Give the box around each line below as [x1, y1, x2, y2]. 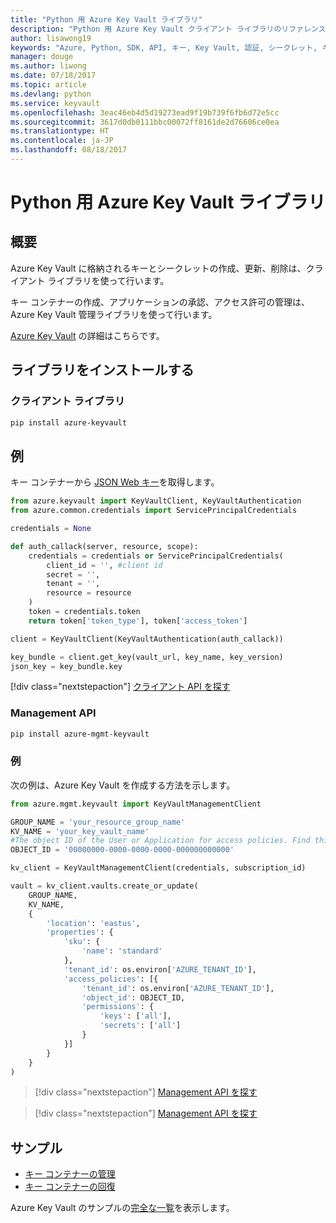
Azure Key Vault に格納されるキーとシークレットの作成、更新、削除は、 [10, 262, 307, 274]
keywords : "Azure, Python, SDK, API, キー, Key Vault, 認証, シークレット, [10, 42, 318, 53]
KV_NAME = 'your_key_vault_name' [10, 826, 150, 836]
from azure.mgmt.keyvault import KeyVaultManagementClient [10, 799, 262, 809]
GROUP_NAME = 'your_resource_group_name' [10, 817, 186, 827]
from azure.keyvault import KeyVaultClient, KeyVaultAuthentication [10, 496, 302, 506]
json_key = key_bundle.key [10, 661, 123, 671]
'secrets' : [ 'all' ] [99, 1021, 182, 1031]
